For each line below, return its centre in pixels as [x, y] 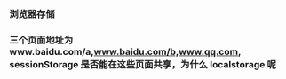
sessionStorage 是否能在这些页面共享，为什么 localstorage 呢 [143, 64]
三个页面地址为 [41, 40]
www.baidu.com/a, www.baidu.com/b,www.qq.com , [125, 51]
